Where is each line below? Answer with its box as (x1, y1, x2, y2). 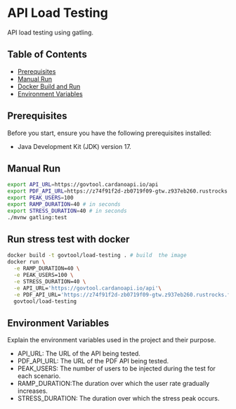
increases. (17, 387, 48, 395)
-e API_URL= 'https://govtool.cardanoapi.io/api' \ (13, 285, 162, 292)
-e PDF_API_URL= (13, 291, 61, 298)
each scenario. (17, 372, 61, 380)
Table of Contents (7, 48, 88, 60)
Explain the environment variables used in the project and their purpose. (7, 336, 216, 344)
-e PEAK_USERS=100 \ (13, 272, 74, 279)
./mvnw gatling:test (7, 214, 68, 221)
